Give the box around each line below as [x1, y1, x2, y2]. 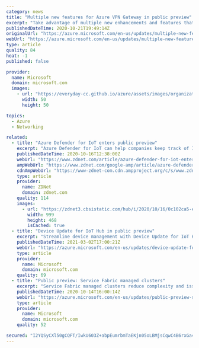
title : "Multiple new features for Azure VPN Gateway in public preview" [6, 14, 192, 20]
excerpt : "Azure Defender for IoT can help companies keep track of [17, 146, 190, 152]
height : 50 [21, 102, 49, 108]
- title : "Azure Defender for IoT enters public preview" [11, 140, 158, 146]
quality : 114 [17, 195, 49, 201]
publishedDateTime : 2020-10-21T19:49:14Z [6, 25, 110, 31]
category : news [6, 8, 44, 15]
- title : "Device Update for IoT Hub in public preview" [11, 228, 155, 234]
